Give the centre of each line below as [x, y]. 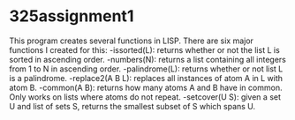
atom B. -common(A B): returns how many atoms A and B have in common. [146, 87]
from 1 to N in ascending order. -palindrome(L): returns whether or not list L [146, 69]
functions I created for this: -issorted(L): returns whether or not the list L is [144, 49]
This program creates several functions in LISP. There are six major [132, 41]
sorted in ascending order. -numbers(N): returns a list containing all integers [148, 59]
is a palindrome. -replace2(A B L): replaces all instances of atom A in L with [146, 78]
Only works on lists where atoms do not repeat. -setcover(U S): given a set [145, 97]
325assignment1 [72, 16]
